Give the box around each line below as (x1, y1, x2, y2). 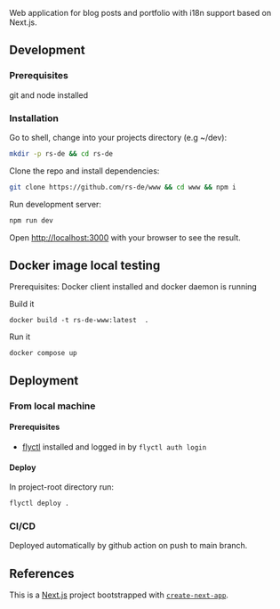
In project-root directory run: (9, 482, 114, 492)
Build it (9, 298, 35, 310)
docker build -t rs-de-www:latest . (9, 316, 149, 325)
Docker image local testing (9, 258, 161, 272)
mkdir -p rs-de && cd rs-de (9, 149, 114, 158)
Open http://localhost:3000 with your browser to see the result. (9, 231, 242, 243)
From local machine (9, 400, 96, 412)
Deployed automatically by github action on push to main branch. (9, 540, 248, 551)
